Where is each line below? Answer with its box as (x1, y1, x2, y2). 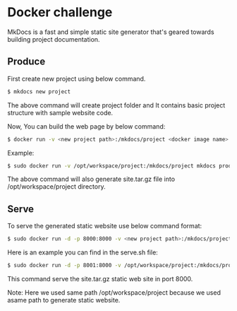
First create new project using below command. (7, 74, 146, 83)
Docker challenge (7, 4, 113, 20)
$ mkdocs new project (7, 88, 71, 95)
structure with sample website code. (7, 108, 114, 117)
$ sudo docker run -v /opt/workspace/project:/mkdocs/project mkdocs (7, 162, 217, 170)
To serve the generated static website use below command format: (7, 222, 202, 230)
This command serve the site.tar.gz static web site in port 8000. (7, 274, 193, 283)
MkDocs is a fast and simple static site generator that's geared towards (7, 28, 214, 36)
